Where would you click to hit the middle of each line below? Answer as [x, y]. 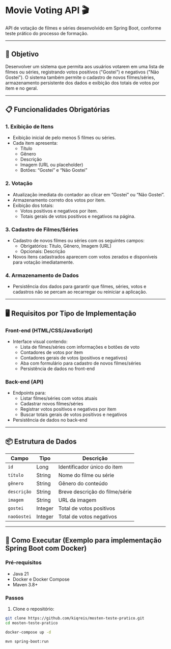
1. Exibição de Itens [30, 127]
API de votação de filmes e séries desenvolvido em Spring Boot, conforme [83, 28]
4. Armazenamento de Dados [42, 275]
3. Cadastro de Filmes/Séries [42, 229]
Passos [15, 598]
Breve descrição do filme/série [95, 492]
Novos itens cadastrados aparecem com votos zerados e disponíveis [85, 257]
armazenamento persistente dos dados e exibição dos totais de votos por [82, 83]
